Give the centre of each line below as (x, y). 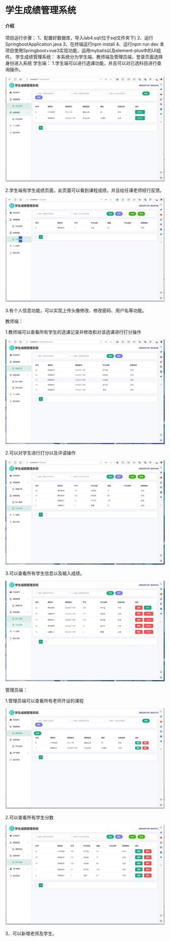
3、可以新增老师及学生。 (31, 933)
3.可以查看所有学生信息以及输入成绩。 (45, 573)
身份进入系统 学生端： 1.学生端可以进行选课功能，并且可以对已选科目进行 (81, 63)
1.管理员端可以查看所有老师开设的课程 (45, 701)
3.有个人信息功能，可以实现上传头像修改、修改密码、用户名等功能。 (76, 310)
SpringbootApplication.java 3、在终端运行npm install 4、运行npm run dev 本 (85, 44)
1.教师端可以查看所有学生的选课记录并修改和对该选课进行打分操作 (73, 332)
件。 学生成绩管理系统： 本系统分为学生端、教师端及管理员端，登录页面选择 (84, 57)
